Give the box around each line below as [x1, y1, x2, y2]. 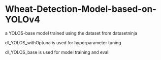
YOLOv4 [5, 14, 40, 25]
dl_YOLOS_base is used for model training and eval [5, 49, 109, 55]
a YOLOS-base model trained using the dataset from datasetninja [5, 30, 137, 36]
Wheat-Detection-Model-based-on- [5, 3, 157, 15]
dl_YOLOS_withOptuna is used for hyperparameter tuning [5, 39, 122, 45]
